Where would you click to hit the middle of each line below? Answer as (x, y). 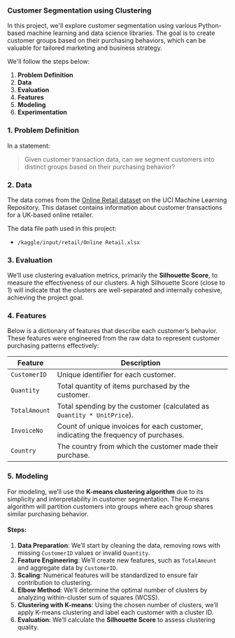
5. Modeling (28, 476)
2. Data (20, 185)
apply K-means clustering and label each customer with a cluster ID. (115, 612)
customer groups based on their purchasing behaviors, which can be (107, 41)
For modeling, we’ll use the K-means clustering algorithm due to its (106, 491)
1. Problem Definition (43, 130)
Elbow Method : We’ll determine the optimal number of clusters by (112, 590)
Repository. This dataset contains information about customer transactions (115, 207)
